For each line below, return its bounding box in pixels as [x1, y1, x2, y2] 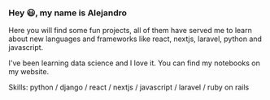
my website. [8, 67, 50, 77]
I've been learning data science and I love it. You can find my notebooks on [8, 58, 260, 68]
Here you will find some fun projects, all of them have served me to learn [8, 26, 252, 35]
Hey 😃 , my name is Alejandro [8, 7, 128, 19]
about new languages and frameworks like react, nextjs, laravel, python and [8, 34, 263, 44]
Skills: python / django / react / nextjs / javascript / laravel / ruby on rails [8, 82, 250, 92]
